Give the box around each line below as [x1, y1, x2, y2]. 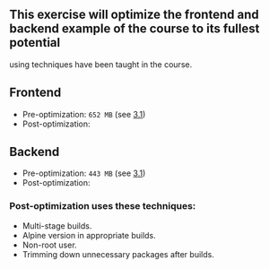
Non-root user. [22, 239, 78, 250]
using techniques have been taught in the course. [9, 58, 193, 70]
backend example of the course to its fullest [9, 22, 260, 37]
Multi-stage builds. [22, 220, 92, 231]
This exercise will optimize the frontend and [9, 7, 259, 22]
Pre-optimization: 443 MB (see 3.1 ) [22, 168, 146, 178]
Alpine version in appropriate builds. [22, 230, 157, 240]
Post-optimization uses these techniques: [9, 200, 196, 213]
